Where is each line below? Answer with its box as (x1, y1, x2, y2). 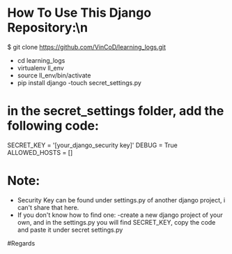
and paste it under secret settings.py (17, 225, 123, 234)
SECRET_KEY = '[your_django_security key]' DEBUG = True (7, 141, 178, 149)
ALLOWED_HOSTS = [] (7, 148, 73, 156)
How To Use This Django (7, 5, 152, 21)
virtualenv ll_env (17, 63, 64, 72)
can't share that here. (17, 203, 79, 211)
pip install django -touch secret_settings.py (17, 78, 141, 87)
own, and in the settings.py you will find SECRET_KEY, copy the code (17, 218, 216, 226)
